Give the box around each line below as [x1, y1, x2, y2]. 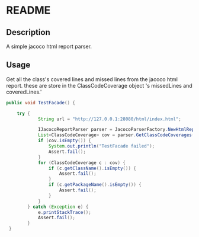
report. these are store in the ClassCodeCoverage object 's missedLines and [6, 82, 192, 89]
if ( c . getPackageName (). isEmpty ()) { [48, 182, 142, 188]
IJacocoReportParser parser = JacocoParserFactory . [37, 127, 168, 133]
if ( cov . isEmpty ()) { [37, 137, 92, 144]
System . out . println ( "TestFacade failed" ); [48, 143, 155, 149]
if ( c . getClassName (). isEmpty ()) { [48, 165, 136, 171]
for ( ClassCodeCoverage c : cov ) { [37, 159, 126, 166]
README [6, 4, 51, 17]
